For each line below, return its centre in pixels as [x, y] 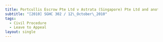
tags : [10, 18]
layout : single [20, 32]
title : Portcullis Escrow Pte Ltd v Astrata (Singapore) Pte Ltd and [77, 9]
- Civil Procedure [28, 23]
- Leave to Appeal [28, 28]
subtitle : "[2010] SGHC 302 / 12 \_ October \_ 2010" [56, 14]
